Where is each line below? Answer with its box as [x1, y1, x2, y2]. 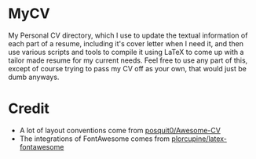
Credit [8, 99, 49, 117]
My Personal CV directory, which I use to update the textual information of [8, 31, 248, 40]
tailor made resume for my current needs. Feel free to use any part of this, [8, 56, 248, 65]
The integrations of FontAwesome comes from [19, 134, 170, 143]
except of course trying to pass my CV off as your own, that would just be [8, 63, 247, 73]
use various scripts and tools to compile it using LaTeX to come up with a [8, 47, 244, 56]
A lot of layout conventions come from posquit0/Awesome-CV [19, 125, 221, 135]
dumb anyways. [8, 72, 60, 81]
